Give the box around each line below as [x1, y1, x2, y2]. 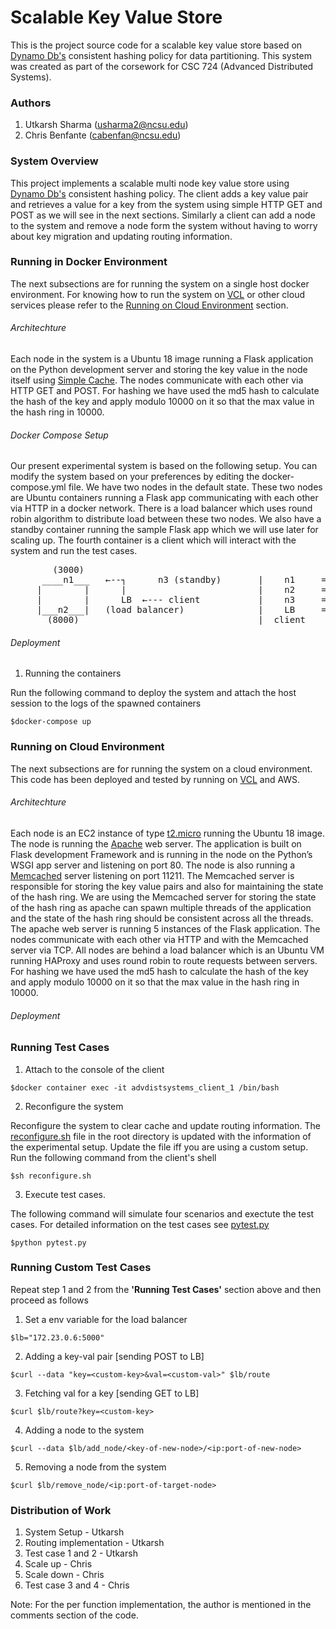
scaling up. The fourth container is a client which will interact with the [10, 534, 297, 546]
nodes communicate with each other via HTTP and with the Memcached [10, 933, 309, 945]
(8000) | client [47, 614, 307, 626]
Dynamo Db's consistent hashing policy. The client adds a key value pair [10, 187, 309, 200]
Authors [10, 96, 52, 110]
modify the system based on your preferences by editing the [10, 471, 260, 483]
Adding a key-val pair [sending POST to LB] [24, 1350, 205, 1362]
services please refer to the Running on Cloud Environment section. [10, 299, 289, 311]
